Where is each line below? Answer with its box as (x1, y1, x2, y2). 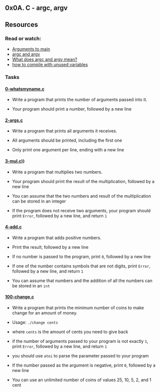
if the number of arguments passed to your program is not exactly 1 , (12, 338, 149, 344)
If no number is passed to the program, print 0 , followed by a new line (12, 253, 151, 260)
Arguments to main (12, 46, 50, 52)
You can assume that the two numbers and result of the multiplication (12, 193, 151, 199)
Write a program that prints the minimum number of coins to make (12, 305, 144, 311)
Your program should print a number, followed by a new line (12, 106, 132, 112)
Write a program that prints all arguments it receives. (12, 128, 117, 134)
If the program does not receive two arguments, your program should (12, 207, 151, 213)
